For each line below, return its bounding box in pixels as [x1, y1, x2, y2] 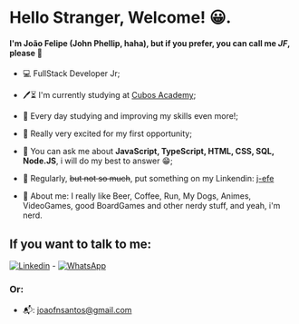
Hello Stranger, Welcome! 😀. [9, 7, 232, 28]
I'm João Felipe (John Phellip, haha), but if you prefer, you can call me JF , [9, 37, 290, 48]
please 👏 [9, 47, 43, 58]
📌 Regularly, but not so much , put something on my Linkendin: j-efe [22, 173, 275, 184]
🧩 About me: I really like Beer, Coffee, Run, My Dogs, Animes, [22, 191, 252, 201]
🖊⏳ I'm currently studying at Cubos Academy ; [22, 90, 197, 101]
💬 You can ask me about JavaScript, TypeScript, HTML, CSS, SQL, [22, 146, 275, 157]
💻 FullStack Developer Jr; [22, 68, 121, 79]
